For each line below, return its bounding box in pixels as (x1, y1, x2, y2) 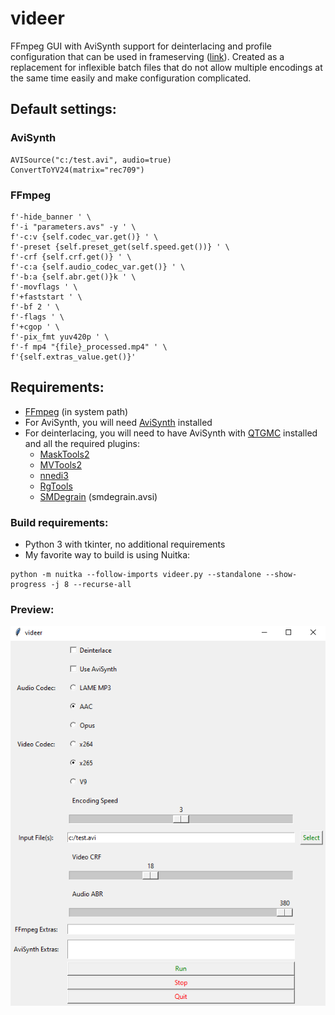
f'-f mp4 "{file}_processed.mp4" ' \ (10, 342, 168, 352)
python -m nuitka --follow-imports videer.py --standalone (10, 570, 262, 580)
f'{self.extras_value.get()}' (10, 352, 137, 362)
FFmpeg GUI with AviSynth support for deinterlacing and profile (10, 40, 273, 52)
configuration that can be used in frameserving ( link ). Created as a (10, 50, 285, 62)
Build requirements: (10, 515, 109, 529)
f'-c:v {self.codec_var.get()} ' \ (10, 232, 159, 242)
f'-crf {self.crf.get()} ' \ (10, 252, 132, 262)
